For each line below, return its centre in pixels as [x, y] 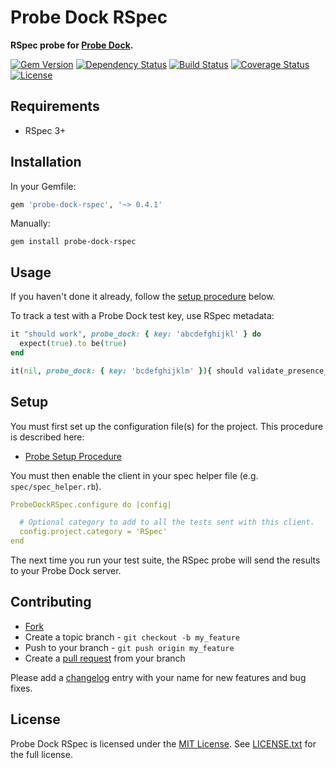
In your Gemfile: [43, 186]
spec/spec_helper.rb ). [56, 486]
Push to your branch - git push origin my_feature [129, 647]
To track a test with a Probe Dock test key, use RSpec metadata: [142, 316]
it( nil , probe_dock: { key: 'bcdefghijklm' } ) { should [127, 371]
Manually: [30, 223]
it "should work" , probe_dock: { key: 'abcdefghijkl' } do [136, 334]
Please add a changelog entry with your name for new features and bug [158, 677]
